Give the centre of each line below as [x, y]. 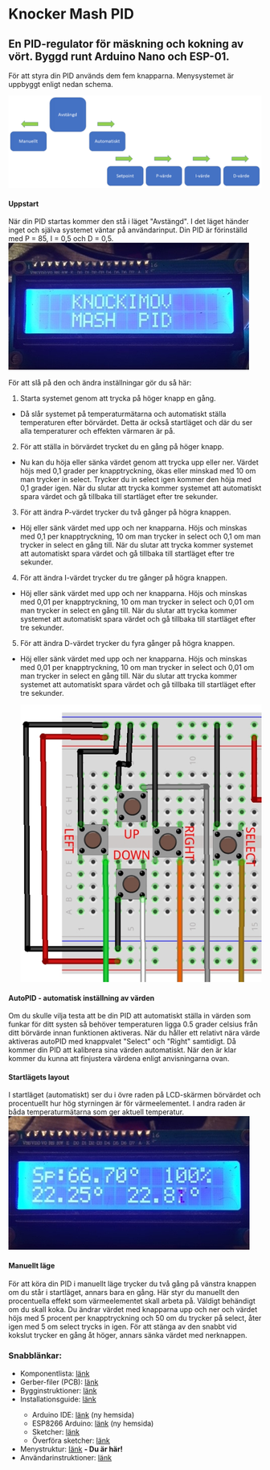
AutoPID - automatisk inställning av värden [82, 997]
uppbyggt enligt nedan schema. [61, 84]
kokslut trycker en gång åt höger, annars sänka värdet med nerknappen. [128, 1335]
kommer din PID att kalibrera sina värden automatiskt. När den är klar [123, 1050]
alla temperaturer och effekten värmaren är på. [97, 431]
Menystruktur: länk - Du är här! [71, 1449]
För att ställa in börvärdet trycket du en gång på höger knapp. [122, 447]
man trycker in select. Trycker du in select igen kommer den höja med [135, 480]
